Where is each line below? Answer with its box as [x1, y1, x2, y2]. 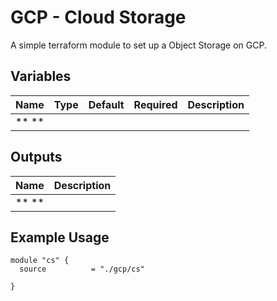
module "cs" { [10, 256, 70, 266]
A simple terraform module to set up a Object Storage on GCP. [10, 39, 267, 51]
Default [88, 97, 125, 111]
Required [133, 97, 178, 111]
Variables [10, 68, 72, 85]
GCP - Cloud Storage [10, 6, 187, 29]
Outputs [10, 149, 63, 166]
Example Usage [10, 229, 110, 246]
